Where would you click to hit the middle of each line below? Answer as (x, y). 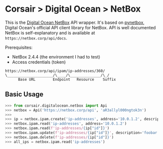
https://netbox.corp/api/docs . (36, 38)
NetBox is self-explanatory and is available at (50, 33)
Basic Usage (24, 94)
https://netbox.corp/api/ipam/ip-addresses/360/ (55, 71)
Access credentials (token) (39, 62)
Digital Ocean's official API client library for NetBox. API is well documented (81, 27)
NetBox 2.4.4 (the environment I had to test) (56, 56)
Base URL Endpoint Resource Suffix (67, 79)
